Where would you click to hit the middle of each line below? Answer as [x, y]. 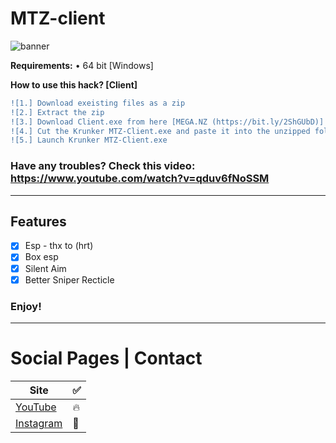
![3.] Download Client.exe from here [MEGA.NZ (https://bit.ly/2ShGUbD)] [167, 122]
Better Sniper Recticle [69, 279]
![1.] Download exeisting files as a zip [98, 103]
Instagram [39, 423]
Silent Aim [45, 268]
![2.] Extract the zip [57, 112]
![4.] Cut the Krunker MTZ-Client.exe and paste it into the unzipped [160, 131]
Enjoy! [26, 306]
